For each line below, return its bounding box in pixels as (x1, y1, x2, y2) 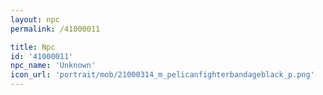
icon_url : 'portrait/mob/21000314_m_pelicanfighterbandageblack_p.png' (10, 70, 315, 80)
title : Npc (10, 42, 56, 52)
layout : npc (10, 14, 60, 25)
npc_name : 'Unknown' (10, 61, 97, 71)
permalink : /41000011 (10, 24, 101, 34)
